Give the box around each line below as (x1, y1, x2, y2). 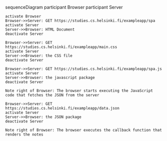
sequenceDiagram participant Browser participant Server (5, 4, 123, 10)
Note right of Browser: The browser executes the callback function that (5, 127, 162, 132)
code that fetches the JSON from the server (5, 92, 99, 97)
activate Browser (5, 14, 41, 19)
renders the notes (5, 132, 43, 137)
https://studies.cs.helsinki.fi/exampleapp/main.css (5, 44, 117, 49)
